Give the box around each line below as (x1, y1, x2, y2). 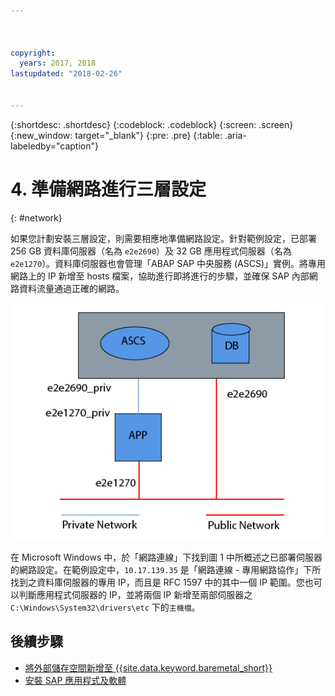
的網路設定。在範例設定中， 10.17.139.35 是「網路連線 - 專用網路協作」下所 (10, 563, 322, 575)
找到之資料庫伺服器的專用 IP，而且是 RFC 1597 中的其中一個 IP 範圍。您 (10, 576, 305, 588)
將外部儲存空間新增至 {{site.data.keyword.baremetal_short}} (24, 661, 273, 674)
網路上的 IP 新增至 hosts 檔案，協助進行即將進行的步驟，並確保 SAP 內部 (10, 270, 310, 282)
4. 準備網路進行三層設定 (10, 178, 207, 200)
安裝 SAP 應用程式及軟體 (24, 674, 127, 686)
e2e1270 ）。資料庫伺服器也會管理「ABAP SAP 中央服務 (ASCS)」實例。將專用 (10, 257, 327, 269)
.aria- (224, 129, 247, 141)
